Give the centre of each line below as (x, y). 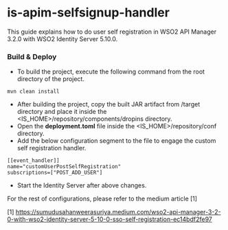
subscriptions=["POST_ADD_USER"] (55, 173)
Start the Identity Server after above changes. (82, 185)
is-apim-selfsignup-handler (89, 13)
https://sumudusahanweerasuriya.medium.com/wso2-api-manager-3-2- (118, 212)
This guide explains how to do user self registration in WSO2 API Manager (112, 32)
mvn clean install (33, 92)
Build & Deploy (32, 56)
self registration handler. (52, 148)
